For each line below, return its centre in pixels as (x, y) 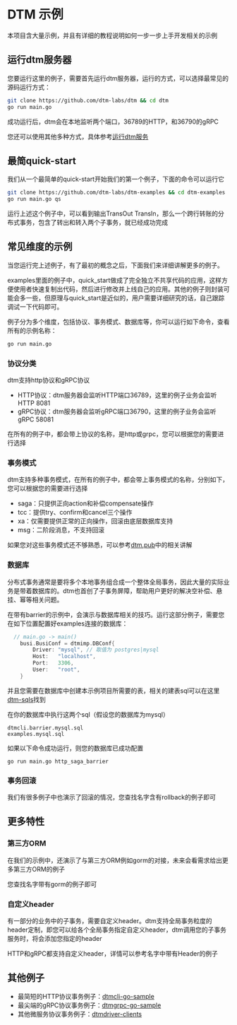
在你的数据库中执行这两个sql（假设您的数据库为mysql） (88, 714)
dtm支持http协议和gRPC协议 (49, 380)
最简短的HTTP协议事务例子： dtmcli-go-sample (86, 996)
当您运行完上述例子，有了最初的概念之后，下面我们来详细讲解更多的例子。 (115, 265)
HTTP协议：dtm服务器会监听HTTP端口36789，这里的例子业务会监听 (117, 395)
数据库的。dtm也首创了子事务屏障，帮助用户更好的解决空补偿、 (124, 590)
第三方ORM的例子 (39, 869)
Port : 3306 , (53, 663)
